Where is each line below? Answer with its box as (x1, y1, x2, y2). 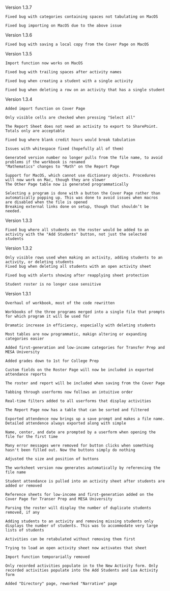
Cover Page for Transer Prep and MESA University (5, 496, 113, 501)
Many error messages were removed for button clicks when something (5, 443, 154, 448)
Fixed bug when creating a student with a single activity (5, 78, 133, 83)
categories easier (5, 336, 44, 341)
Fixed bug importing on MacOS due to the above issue (5, 23, 122, 28)
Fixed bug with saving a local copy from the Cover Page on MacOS (5, 42, 149, 47)
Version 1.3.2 (5, 245, 33, 251)
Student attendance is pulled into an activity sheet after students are (5, 479, 165, 484)
